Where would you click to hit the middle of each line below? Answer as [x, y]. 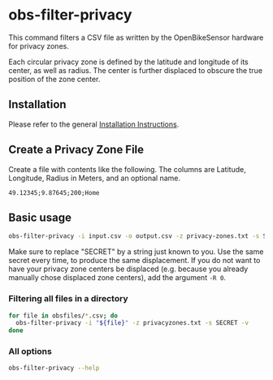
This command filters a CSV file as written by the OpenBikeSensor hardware [136, 37]
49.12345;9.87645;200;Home [54, 192]
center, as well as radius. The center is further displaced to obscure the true [135, 70]
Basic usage [40, 217]
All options [30, 352]
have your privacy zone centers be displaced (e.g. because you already [128, 269]
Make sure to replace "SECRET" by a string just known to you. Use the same [136, 252]
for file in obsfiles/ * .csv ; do [63, 315]
